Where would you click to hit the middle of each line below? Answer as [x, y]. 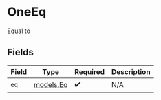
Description [131, 71]
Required [90, 71]
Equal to [19, 31]
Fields [21, 52]
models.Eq [51, 85]
